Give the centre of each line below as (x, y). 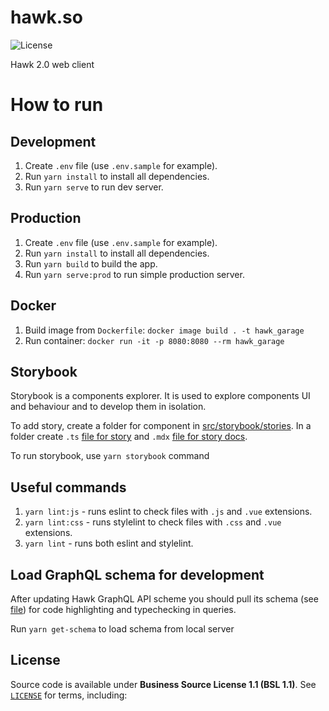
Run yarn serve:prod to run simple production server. (134, 274)
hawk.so (46, 17)
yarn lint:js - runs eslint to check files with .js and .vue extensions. (168, 512)
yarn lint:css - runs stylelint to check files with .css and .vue (153, 522)
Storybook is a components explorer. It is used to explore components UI (160, 396)
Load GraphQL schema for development (137, 574)
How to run (57, 105)
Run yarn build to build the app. (91, 263)
